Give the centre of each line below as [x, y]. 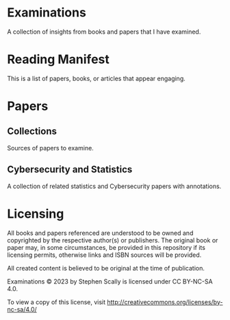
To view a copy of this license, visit [56, 302]
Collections [32, 132]
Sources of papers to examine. [50, 148]
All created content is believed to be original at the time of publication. [106, 268]
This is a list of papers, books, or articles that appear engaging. [97, 78]
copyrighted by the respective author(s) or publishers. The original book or [113, 240]
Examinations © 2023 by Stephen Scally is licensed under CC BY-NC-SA [110, 281]
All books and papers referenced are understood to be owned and [100, 233]
